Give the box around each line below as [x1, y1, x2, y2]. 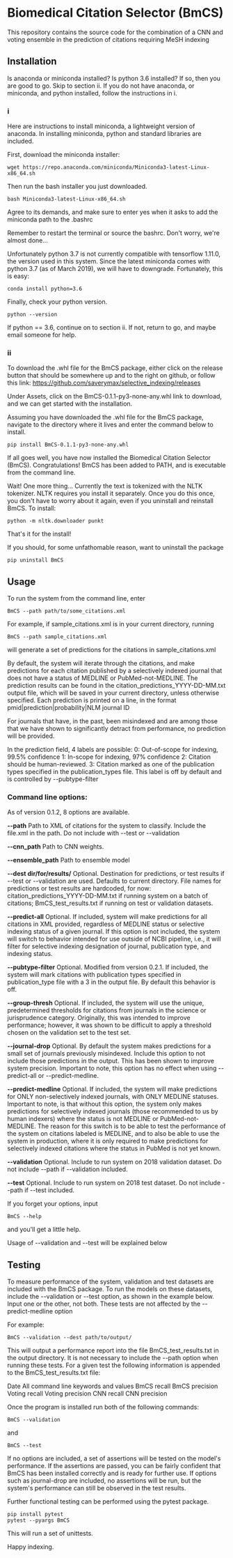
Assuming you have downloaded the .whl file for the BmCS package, [7, 413, 204, 422]
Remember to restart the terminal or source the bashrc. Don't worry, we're [7, 229, 220, 238]
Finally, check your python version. [7, 298, 108, 306]
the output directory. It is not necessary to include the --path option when [7, 1354, 218, 1362]
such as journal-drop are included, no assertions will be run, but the [7, 1476, 202, 1485]
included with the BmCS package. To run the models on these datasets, [7, 1285, 213, 1293]
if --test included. [24, 1186, 75, 1194]
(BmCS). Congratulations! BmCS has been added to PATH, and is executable [7, 461, 226, 470]
